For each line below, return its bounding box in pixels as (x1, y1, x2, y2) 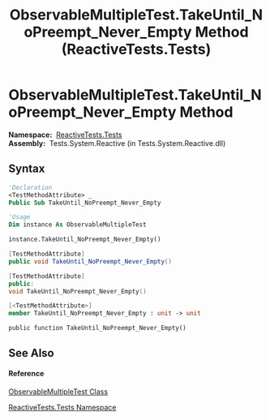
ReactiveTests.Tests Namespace (8, 402, 117, 412)
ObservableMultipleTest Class (8, 387, 108, 396)
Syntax (8, 162, 45, 176)
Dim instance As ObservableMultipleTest (8, 221, 148, 229)
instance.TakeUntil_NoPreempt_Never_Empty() (8, 235, 161, 244)
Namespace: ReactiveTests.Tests (8, 130, 122, 139)
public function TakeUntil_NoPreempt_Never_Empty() (8, 324, 186, 332)
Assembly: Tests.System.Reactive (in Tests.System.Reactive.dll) (8, 138, 226, 148)
